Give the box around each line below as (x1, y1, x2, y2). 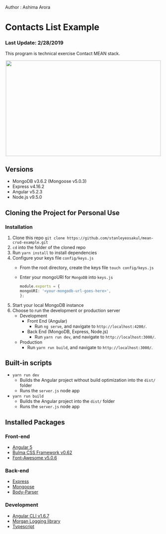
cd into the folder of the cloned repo (12, 244, 86, 250)
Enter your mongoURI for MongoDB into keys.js (19, 274, 113, 280)
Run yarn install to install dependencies (12, 250, 97, 256)
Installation (5, 223, 33, 230)
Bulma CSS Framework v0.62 (12, 449, 72, 455)
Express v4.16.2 (12, 183, 45, 189)
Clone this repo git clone (12, 235, 65, 241)
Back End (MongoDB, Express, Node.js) (27, 328, 109, 335)
